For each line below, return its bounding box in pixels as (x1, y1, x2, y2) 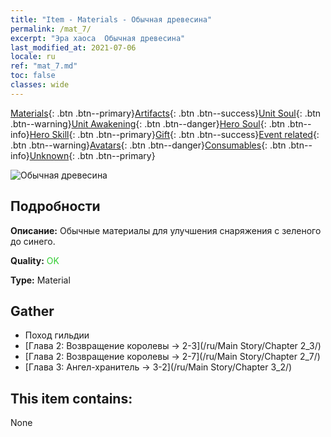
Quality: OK (10, 254, 60, 266)
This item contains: (10, 390, 133, 407)
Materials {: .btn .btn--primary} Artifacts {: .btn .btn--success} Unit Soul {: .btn (10, 107, 322, 119)
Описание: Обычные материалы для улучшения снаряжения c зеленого (10, 224, 322, 236)
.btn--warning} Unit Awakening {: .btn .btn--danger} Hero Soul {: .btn (10, 117, 286, 130)
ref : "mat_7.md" (10, 61, 78, 71)
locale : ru (10, 52, 56, 62)
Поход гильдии (24, 329, 90, 341)
